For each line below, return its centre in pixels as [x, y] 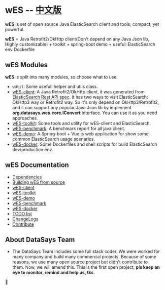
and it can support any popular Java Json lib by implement [72, 107]
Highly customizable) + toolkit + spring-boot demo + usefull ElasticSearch [80, 44]
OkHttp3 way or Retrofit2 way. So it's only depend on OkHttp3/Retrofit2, [85, 102]
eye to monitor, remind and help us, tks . [53, 273]
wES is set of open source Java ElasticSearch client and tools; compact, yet [82, 24]
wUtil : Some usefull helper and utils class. [55, 86]
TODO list [22, 213]
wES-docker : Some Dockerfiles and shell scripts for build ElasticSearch [85, 144]
